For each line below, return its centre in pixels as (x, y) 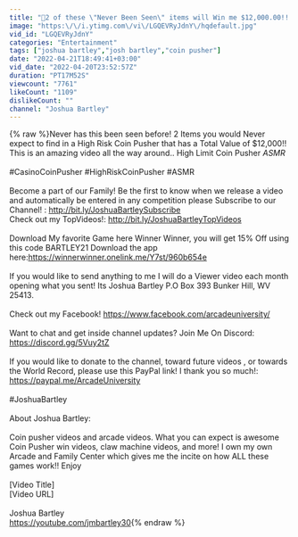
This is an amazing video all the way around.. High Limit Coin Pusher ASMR (147, 153)
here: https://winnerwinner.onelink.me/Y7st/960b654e (108, 257)
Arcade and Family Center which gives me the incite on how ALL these (139, 457)
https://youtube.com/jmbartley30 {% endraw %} (97, 523)
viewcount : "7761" (43, 84)
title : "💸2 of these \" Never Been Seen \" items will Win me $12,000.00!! (149, 17)
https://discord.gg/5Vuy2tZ (59, 343)
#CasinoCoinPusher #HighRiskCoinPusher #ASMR (102, 172)
